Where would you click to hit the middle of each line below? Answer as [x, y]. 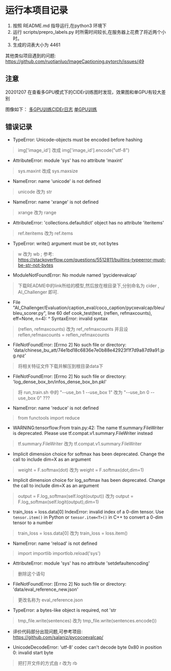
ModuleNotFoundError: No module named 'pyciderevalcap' [75, 275]
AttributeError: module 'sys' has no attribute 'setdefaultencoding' [81, 563]
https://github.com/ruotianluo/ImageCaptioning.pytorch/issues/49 [75, 61]
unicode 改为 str [35, 192]
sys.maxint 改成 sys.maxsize [48, 171]
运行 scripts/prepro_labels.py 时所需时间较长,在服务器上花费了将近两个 [87, 32]
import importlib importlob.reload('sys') [59, 553]
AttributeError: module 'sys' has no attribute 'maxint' [68, 160]
